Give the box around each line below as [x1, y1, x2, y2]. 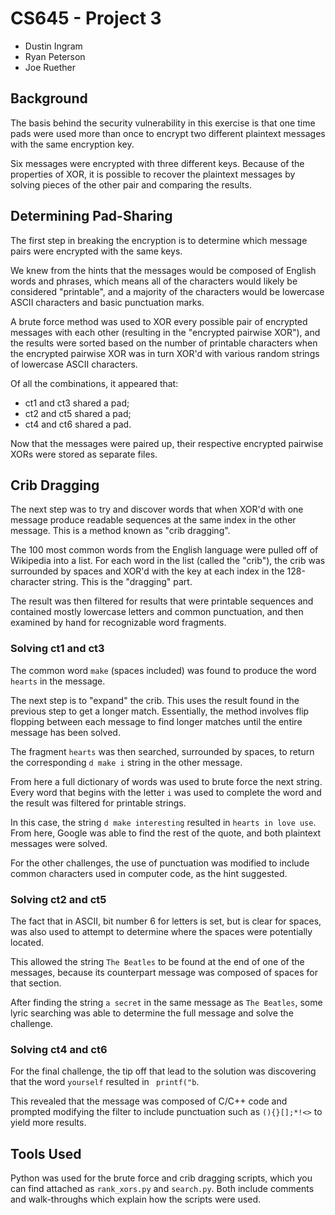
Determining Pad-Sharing [10, 208, 173, 225]
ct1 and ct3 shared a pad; [24, 397, 130, 409]
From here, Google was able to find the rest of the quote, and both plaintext [10, 827, 322, 839]
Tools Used [10, 1145, 82, 1162]
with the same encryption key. [10, 138, 135, 150]
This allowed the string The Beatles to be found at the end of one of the [10, 955, 305, 967]
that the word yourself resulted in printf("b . [10, 1076, 200, 1088]
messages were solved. [10, 837, 108, 849]
